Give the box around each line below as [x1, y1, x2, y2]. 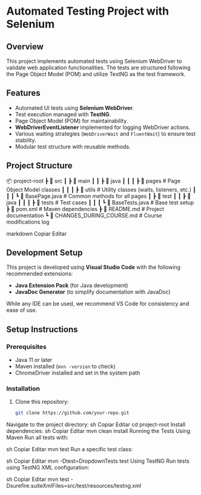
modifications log [6, 218, 50, 226]
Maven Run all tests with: [6, 434, 68, 441]
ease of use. [6, 306, 38, 314]
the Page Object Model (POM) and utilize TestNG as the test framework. [6, 71, 186, 77]
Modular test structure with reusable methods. [15, 143, 131, 150]
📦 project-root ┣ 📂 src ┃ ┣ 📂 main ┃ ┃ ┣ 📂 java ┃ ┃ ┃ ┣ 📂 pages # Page [6, 177, 180, 184]
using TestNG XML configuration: [6, 464, 90, 471]
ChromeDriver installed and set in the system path [15, 369, 140, 376]
